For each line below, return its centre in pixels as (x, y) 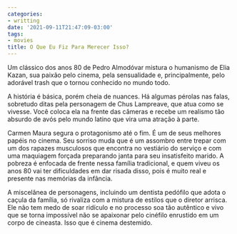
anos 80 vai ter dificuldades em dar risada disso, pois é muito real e (107, 171)
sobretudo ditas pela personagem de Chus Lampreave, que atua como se (116, 104)
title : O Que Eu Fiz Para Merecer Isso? (69, 47)
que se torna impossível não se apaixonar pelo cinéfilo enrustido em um (113, 215)
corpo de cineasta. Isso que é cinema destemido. (80, 223)
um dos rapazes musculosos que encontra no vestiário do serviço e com (115, 148)
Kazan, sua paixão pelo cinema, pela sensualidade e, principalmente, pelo (116, 75)
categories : (25, 14)
